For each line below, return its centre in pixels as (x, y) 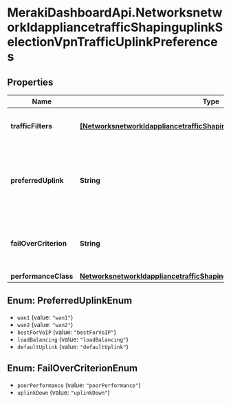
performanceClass (42, 276)
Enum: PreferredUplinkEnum (70, 301)
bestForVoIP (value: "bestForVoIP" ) (67, 332)
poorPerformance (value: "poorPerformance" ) (79, 385)
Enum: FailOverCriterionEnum (73, 368)
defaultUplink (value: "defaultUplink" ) (73, 346)
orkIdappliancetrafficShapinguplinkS (115, 27)
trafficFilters (32, 126)
